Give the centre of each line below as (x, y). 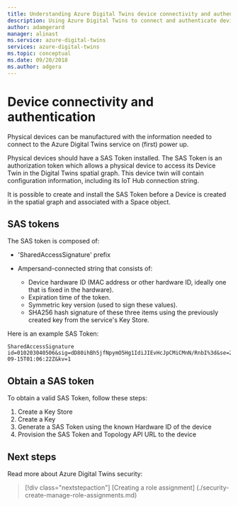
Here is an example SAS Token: (53, 334)
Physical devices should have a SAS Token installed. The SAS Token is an (115, 158)
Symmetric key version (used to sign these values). (103, 305)
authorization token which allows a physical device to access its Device (112, 165)
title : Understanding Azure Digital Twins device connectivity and (109, 14)
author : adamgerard (36, 27)
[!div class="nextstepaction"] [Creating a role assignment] (110, 488)
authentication (51, 117)
